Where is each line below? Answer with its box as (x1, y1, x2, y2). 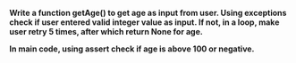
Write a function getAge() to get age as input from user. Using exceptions (9, 8, 287, 18)
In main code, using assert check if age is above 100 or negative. (9, 43, 255, 54)
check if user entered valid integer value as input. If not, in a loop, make (9, 17, 280, 28)
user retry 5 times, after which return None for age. (9, 27, 203, 36)
